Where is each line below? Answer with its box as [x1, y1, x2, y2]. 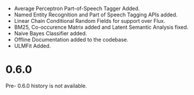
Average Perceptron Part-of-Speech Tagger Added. [14, 5, 140, 12]
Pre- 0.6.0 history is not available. [5, 82, 87, 89]
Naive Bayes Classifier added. [14, 30, 87, 37]
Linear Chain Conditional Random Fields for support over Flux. [14, 18, 166, 24]
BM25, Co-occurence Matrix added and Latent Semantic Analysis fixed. [14, 23, 189, 30]
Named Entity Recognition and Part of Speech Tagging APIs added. [14, 11, 178, 18]
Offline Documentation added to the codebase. [14, 36, 129, 43]
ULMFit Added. [14, 42, 51, 49]
